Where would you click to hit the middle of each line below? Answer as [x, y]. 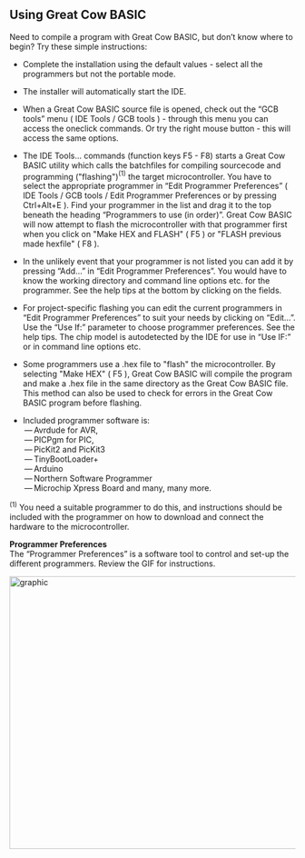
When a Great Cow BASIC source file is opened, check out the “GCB [150, 109]
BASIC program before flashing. [82, 403]
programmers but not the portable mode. [99, 74]
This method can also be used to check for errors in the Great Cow [148, 394]
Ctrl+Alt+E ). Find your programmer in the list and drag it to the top [147, 205]
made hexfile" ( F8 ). [61, 244]
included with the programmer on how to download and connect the [137, 517]
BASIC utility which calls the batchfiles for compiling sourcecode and [152, 165]
